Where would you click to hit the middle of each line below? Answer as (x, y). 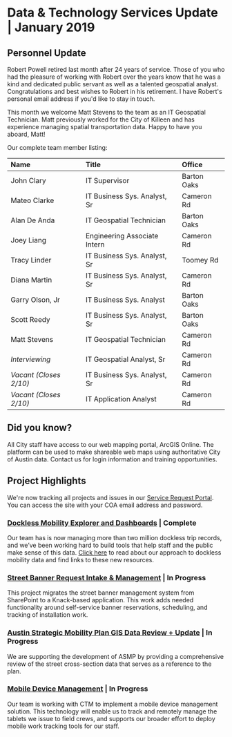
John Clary (28, 181)
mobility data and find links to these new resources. (80, 559)
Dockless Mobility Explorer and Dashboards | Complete (102, 523)
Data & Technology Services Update (113, 13)
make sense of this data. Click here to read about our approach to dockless (114, 552)
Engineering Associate (122, 236)
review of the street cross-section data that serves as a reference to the (109, 664)
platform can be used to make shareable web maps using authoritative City (114, 452)
